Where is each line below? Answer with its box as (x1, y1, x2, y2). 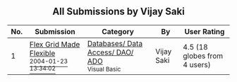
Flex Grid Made (29, 39, 80, 49)
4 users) (183, 59, 211, 69)
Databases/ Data (87, 38, 143, 48)
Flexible (29, 48, 56, 58)
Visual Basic (87, 65, 121, 73)
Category (102, 26, 134, 36)
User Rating (184, 26, 225, 36)
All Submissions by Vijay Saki (52, 6, 185, 18)
